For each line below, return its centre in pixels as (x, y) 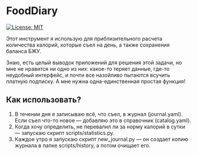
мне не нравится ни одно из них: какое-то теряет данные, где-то (88, 68)
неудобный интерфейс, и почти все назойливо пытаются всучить (88, 75)
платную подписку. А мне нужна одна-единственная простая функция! (96, 81)
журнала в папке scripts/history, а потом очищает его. (83, 145)
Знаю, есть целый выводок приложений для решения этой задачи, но (94, 62)
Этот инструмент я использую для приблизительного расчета (84, 38)
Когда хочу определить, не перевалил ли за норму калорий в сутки (100, 126)
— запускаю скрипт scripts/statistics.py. (64, 133)
